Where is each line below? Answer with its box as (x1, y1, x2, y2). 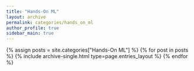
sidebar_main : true (6, 31, 54, 36)
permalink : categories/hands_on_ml (6, 19, 94, 25)
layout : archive (6, 14, 46, 20)
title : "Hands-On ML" (6, 8, 60, 15)
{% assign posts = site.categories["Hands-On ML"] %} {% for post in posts (6, 46, 189, 53)
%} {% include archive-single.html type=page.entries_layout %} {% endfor (6, 53, 188, 60)
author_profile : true (6, 25, 60, 31)
